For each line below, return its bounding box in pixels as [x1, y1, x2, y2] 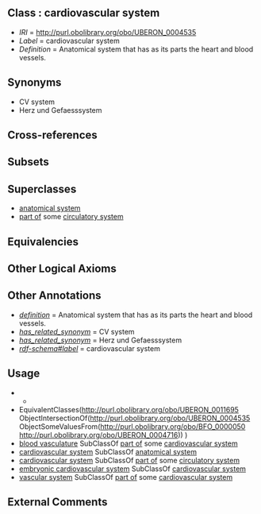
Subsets [7, 155, 49, 169]
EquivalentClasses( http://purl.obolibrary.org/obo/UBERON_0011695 [18, 404, 240, 414]
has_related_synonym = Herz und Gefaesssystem [18, 335, 182, 345]
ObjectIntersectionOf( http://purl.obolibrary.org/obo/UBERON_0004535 [18, 413, 251, 423]
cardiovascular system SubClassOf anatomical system [18, 446, 198, 456]
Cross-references [7, 129, 98, 142]
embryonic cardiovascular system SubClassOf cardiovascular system [18, 464, 247, 473]
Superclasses [7, 182, 77, 195]
